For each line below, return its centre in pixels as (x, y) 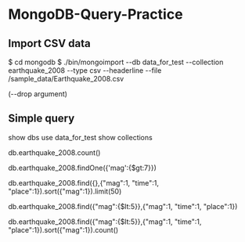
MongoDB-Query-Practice (95, 14)
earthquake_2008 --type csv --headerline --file (85, 70)
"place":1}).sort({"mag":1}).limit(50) (65, 191)
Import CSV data (50, 43)
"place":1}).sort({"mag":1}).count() (63, 229)
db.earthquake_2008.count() (54, 152)
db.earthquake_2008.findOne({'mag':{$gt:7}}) (82, 168)
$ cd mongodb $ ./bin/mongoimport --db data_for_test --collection (116, 62)
